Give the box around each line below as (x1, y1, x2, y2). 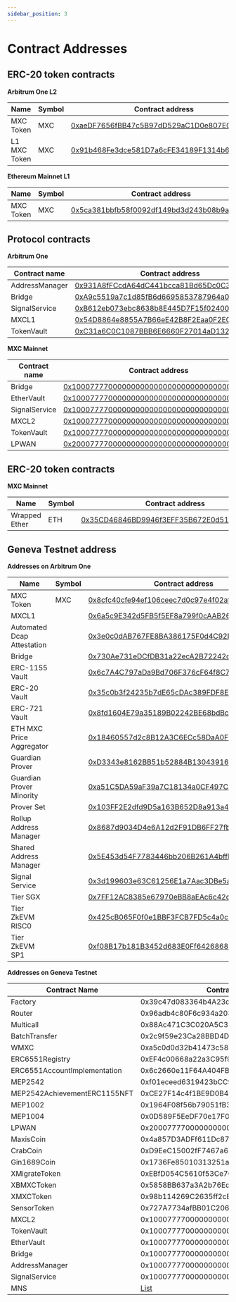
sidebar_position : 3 (7, 10, 68, 18)
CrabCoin (11, 1146, 43, 1156)
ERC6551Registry (11, 1055, 71, 1064)
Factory (11, 997, 37, 1007)
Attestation (11, 640, 47, 650)
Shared (11, 843, 35, 853)
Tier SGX (11, 892, 41, 902)
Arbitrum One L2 (7, 87, 58, 96)
